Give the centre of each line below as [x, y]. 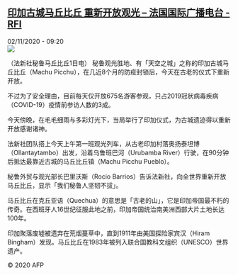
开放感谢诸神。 [29, 128]
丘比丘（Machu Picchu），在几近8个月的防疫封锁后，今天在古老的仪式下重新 [119, 72]
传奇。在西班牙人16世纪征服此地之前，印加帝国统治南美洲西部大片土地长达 [116, 209]
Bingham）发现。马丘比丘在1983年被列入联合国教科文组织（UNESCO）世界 [118, 242]
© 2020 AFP [26, 265]
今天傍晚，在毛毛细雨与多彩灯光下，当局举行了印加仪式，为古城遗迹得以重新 [119, 120]
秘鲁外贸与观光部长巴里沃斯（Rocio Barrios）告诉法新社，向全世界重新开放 [117, 176]
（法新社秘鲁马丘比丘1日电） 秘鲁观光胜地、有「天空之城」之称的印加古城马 [118, 63]
